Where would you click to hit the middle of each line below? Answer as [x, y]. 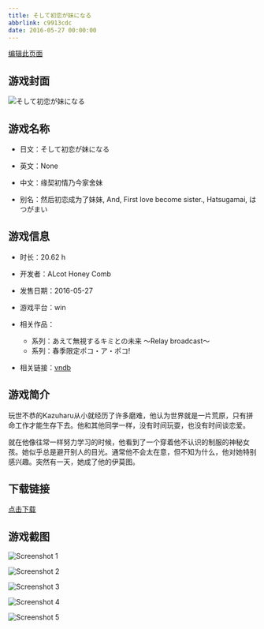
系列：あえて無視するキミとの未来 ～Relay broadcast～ [121, 341]
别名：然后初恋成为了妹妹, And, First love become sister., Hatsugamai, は [138, 199]
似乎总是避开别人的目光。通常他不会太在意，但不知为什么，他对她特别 [143, 451]
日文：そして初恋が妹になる [65, 149]
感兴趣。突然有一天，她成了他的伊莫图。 [74, 462]
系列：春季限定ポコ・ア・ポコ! [81, 350]
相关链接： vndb [45, 367]
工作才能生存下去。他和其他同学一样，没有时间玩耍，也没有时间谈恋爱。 [132, 425]
